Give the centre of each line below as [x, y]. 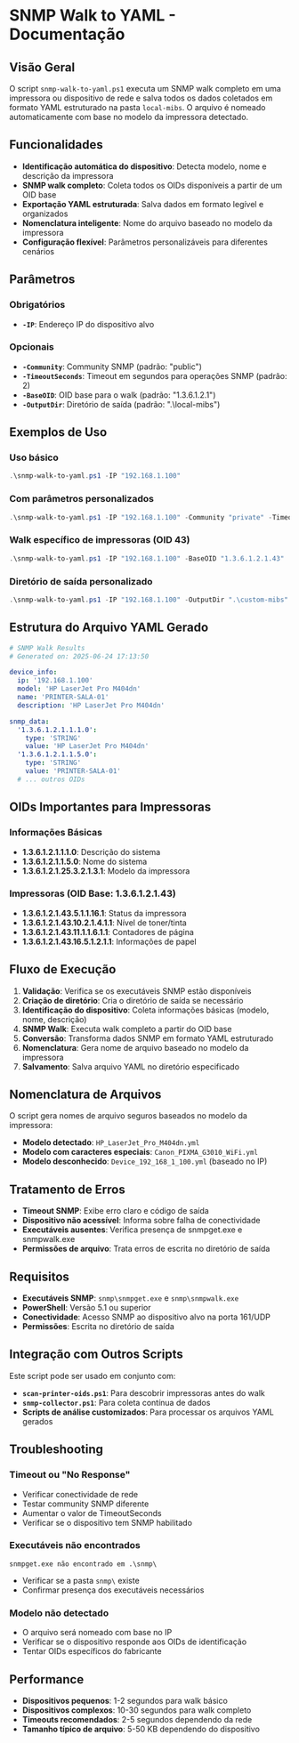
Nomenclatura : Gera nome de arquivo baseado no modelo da [135, 1047]
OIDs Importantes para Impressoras [110, 807]
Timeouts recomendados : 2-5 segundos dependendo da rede [137, 1719]
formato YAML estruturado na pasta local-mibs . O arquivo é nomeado [137, 107]
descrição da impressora [68, 175]
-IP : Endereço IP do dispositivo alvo [88, 324]
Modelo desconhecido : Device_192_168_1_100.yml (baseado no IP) [145, 1161]
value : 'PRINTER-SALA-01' [73, 771]
